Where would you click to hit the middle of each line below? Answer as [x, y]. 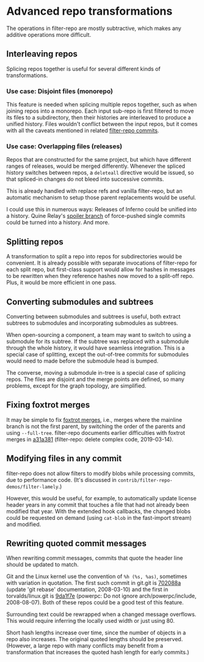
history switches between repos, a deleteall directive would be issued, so [100, 173]
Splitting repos [35, 242]
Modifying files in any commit [64, 458]
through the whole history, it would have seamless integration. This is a [96, 348]
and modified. [24, 524]
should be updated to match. [42, 565]
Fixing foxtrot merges [48, 405]
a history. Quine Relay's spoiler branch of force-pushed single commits [96, 216]
